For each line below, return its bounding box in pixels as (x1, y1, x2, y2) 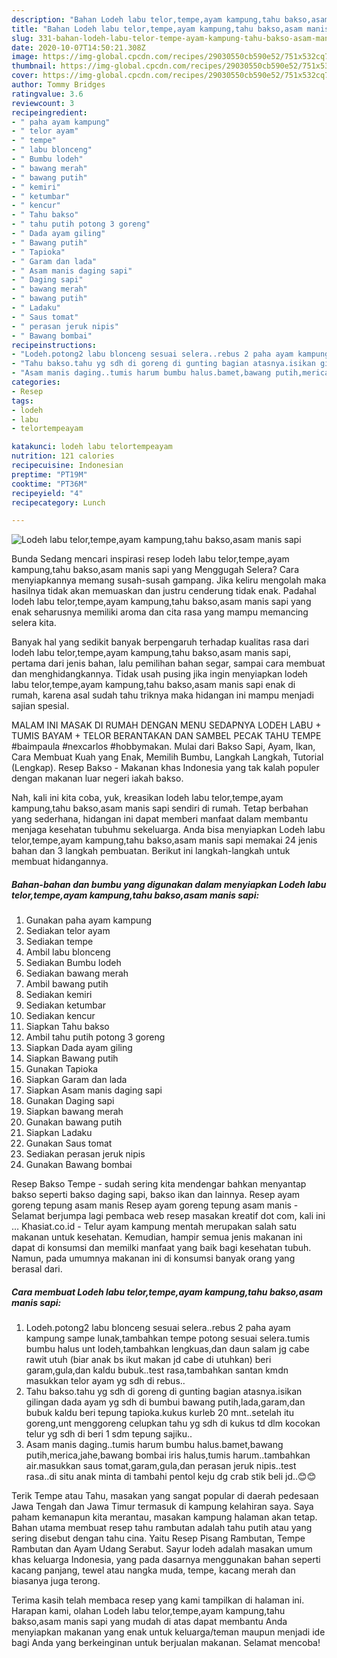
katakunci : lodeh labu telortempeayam (11, 442, 173, 452)
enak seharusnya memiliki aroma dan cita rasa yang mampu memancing (11, 606, 309, 618)
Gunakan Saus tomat (25, 1137, 113, 1150)
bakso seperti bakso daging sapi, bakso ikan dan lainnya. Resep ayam (11, 1189, 301, 1201)
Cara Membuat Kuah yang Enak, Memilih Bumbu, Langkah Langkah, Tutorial (11, 751, 324, 763)
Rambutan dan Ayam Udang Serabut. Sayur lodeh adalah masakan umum (11, 1543, 313, 1555)
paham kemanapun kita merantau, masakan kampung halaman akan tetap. (11, 1511, 318, 1523)
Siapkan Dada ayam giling (25, 1042, 133, 1054)
